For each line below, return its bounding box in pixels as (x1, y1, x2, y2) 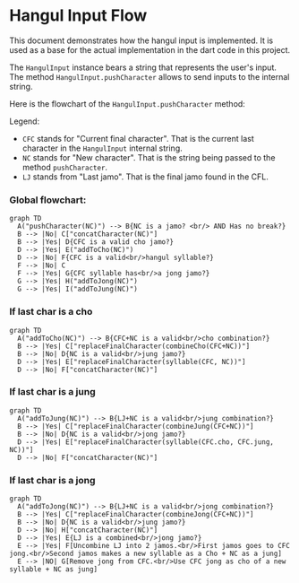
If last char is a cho (9, 306, 93, 318)
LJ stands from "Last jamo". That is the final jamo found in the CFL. (21, 171, 269, 182)
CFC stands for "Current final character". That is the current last (21, 133, 255, 144)
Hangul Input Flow (9, 5, 148, 26)
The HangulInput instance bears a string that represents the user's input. (9, 62, 278, 73)
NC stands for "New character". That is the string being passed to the (21, 152, 276, 162)
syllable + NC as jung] (9, 565, 98, 574)
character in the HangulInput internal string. (21, 143, 184, 153)
